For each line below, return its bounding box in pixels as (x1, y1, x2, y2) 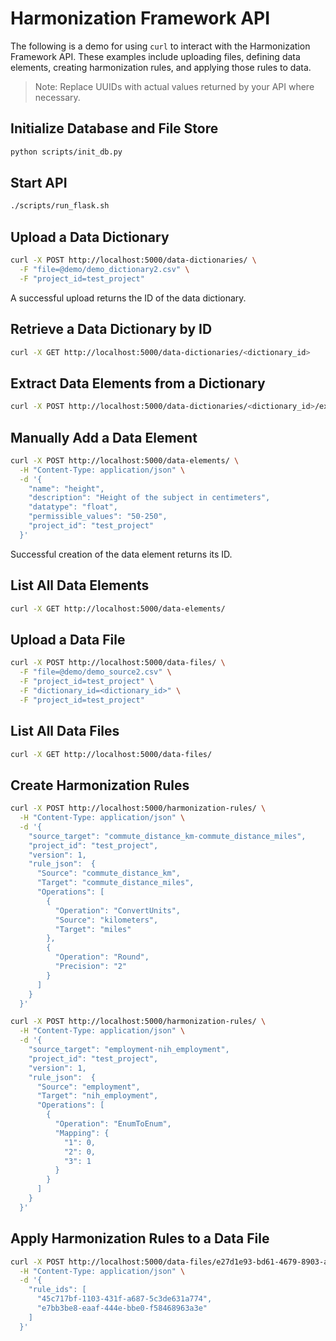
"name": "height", (28, 483, 105, 494)
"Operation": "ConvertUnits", (54, 905, 182, 916)
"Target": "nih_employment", (36, 1091, 159, 1101)
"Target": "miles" (54, 924, 132, 934)
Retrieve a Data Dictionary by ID (10, 321, 213, 338)
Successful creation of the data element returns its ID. (10, 548, 233, 560)
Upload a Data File (10, 631, 126, 648)
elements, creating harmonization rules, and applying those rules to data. (10, 61, 312, 73)
